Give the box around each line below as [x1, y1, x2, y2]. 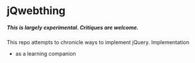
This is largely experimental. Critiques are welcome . [7, 24, 139, 31]
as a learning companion [15, 50, 76, 57]
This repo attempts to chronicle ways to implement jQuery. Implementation [7, 39, 190, 46]
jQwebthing [7, 4, 66, 18]
